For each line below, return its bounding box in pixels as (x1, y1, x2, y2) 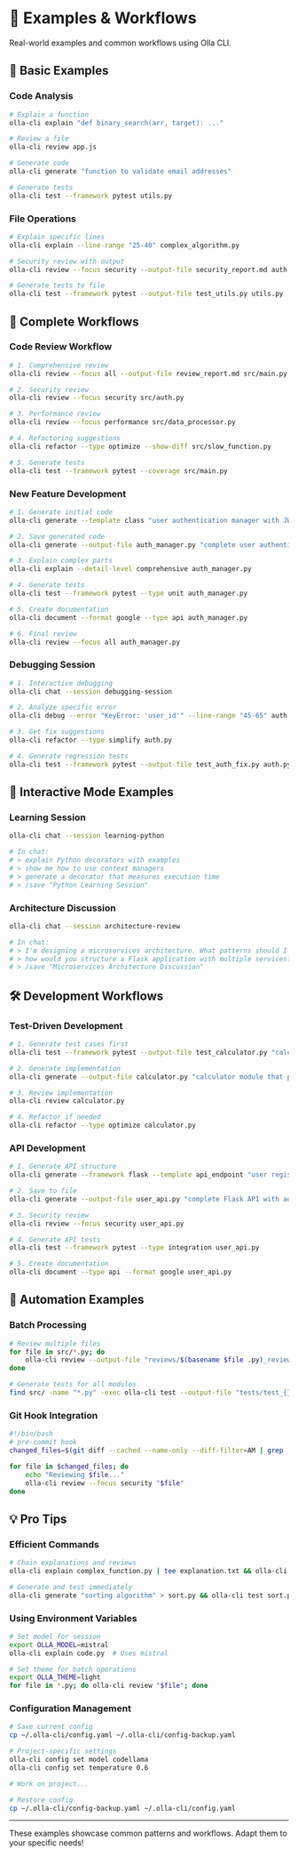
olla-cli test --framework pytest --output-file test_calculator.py (9, 1048, 268, 1057)
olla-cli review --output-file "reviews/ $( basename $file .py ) (25, 1355, 264, 1364)
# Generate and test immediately (9, 1582, 133, 1591)
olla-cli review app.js (9, 142, 98, 152)
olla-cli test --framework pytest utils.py (9, 191, 173, 200)
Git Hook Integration (9, 1409, 98, 1421)
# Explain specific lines (9, 232, 105, 241)
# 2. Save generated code (9, 532, 105, 541)
